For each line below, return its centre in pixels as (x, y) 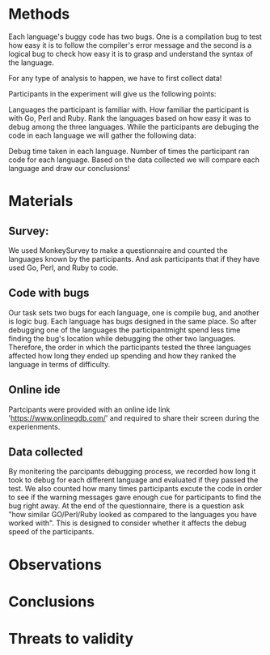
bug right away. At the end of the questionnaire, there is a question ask (127, 506)
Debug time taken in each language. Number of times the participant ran (129, 151)
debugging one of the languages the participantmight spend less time (124, 330)
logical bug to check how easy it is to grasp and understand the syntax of (131, 54)
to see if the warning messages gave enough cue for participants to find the (135, 497)
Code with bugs (49, 293)
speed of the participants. (51, 532)
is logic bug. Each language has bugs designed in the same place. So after (133, 321)
